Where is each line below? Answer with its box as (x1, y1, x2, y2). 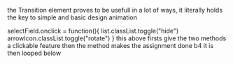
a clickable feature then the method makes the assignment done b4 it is (7, 42, 214, 49)
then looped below (7, 49, 62, 57)
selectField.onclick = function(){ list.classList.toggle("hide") (7, 27, 179, 35)
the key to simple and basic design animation (7, 13, 138, 22)
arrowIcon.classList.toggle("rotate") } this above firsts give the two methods (7, 34, 227, 42)
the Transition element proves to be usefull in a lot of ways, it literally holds (7, 6, 223, 14)
